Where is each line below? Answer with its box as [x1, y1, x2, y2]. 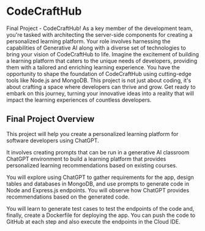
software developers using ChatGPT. [6, 137, 99, 144]
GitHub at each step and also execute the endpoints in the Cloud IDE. [6, 218, 181, 225]
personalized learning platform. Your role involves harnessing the [6, 37, 171, 45]
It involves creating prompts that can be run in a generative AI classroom [6, 148, 190, 156]
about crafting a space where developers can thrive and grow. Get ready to [6, 83, 196, 90]
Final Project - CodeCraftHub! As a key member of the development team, [6, 25, 193, 32]
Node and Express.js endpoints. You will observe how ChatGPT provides [6, 186, 190, 194]
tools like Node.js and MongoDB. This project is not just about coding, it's [6, 77, 192, 84]
